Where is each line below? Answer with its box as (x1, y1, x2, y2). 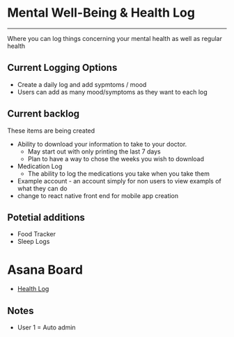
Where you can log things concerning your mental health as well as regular (7, 34, 223, 42)
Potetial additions (7, 211, 85, 223)
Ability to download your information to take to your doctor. (17, 140, 187, 148)
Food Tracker (17, 230, 56, 238)
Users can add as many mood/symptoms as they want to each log (17, 88, 208, 96)
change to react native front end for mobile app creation (17, 191, 179, 199)
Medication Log (17, 162, 63, 170)
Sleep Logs (17, 238, 50, 246)
